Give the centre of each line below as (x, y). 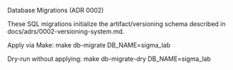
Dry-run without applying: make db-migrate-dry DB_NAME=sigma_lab (109, 59)
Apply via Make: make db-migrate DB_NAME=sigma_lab (89, 45)
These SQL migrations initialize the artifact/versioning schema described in (116, 24)
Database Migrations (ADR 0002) (56, 10)
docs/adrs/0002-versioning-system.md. (66, 31)
